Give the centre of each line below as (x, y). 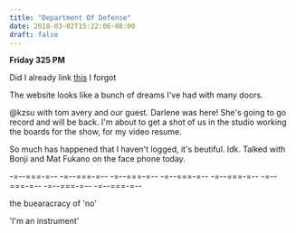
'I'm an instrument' (44, 221)
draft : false (34, 34)
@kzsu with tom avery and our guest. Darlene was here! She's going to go (148, 113)
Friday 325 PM (37, 61)
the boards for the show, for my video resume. (96, 132)
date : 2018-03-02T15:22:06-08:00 (72, 26)
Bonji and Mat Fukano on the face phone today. (97, 159)
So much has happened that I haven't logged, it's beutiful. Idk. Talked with (148, 149)
